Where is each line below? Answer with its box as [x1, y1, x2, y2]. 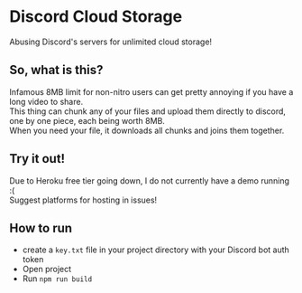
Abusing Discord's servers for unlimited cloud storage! [9, 36, 213, 47]
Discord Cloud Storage [9, 6, 183, 27]
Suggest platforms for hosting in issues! [9, 194, 158, 205]
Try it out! [9, 151, 66, 166]
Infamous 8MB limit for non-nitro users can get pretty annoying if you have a [9, 86, 294, 97]
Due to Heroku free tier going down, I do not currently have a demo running [9, 175, 290, 186]
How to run [9, 220, 73, 236]
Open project [22, 264, 72, 275]
